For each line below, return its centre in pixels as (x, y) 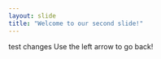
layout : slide (33, 16)
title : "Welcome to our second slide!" (76, 23)
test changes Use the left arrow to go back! (81, 46)
